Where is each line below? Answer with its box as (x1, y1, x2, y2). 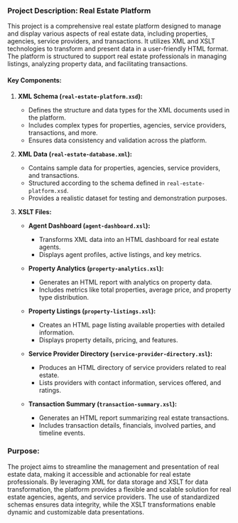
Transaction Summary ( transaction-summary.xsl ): (28, 399, 178, 408)
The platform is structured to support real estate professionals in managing (7, 52, 227, 60)
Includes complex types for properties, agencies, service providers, (28, 120, 227, 130)
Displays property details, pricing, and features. (38, 335, 179, 344)
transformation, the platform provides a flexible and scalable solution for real (7, 485, 232, 493)
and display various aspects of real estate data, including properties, (7, 29, 208, 38)
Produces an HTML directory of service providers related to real (38, 363, 227, 371)
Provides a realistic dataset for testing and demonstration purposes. (28, 194, 227, 202)
